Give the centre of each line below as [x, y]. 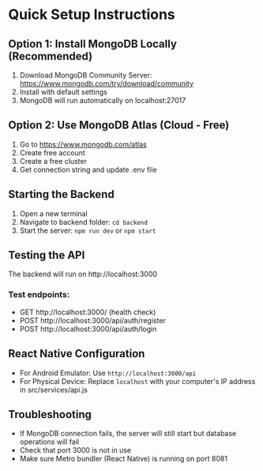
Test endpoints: [39, 294]
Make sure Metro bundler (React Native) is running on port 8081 [123, 459]
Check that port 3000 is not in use [75, 450]
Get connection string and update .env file [88, 169]
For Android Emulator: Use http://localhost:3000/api [108, 373]
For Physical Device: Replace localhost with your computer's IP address [137, 381]
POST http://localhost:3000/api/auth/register [92, 320]
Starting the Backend [61, 194]
